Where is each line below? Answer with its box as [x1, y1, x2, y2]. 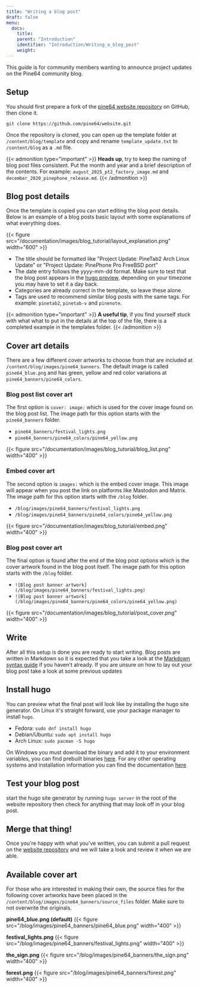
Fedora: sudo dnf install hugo [14, 724, 91, 731]
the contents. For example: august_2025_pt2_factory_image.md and [6, 167, 169, 175]
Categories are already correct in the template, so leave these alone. [14, 287, 183, 294]
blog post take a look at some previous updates [6, 667, 122, 674]
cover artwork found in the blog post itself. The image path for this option [6, 563, 186, 571]
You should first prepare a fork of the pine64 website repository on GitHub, [6, 103, 190, 110]
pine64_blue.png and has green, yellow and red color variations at [6, 369, 168, 376]
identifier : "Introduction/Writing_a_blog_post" [17, 42, 140, 48]
